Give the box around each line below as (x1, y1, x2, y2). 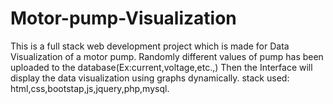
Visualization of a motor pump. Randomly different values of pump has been (10, 50, 324, 62)
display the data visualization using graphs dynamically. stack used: (10, 72, 290, 84)
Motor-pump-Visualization (10, 7, 237, 30)
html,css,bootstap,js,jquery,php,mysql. (10, 82, 170, 94)
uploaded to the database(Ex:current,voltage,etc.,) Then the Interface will (10, 61, 313, 73)
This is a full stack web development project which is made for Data (10, 40, 290, 52)
